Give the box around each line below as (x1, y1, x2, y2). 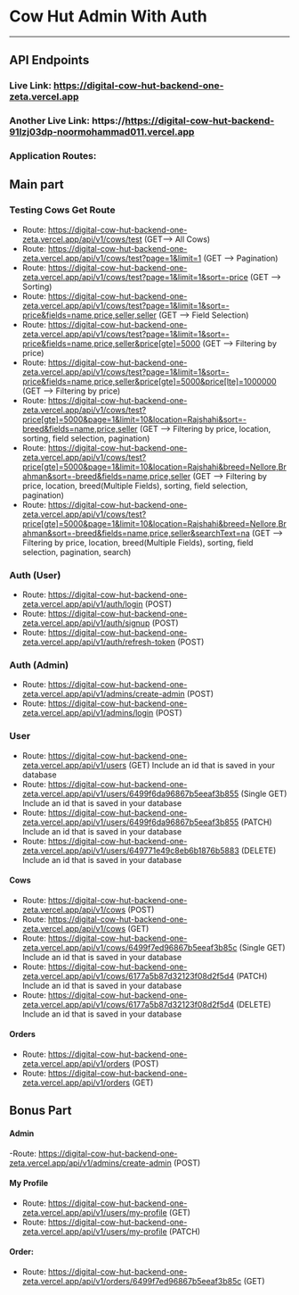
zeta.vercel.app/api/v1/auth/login (21, 599, 144, 610)
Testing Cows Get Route (9, 203, 116, 216)
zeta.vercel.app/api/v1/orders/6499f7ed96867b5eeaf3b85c (21, 1276, 242, 1287)
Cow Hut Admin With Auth (9, 6, 207, 27)
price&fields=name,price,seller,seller (21, 310, 158, 320)
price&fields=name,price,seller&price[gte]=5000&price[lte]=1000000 (21, 376, 278, 386)
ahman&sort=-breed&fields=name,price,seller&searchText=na (21, 527, 251, 538)
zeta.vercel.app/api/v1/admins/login (21, 708, 154, 718)
